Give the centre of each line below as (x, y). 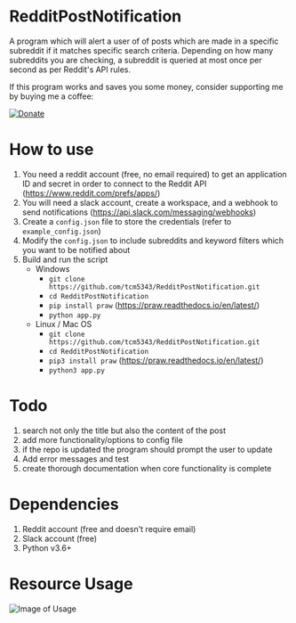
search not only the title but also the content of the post (124, 430)
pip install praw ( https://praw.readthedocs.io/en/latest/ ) (154, 305)
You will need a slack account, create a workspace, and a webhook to (150, 202)
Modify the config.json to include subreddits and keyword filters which (153, 240)
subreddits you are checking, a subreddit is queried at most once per (136, 60)
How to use (52, 150)
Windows (52, 268)
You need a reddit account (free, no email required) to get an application (154, 174)
